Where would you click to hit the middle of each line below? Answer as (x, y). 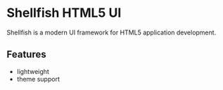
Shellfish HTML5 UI (64, 13)
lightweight (33, 71)
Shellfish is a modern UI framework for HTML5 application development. (111, 32)
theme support (38, 79)
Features (26, 54)
